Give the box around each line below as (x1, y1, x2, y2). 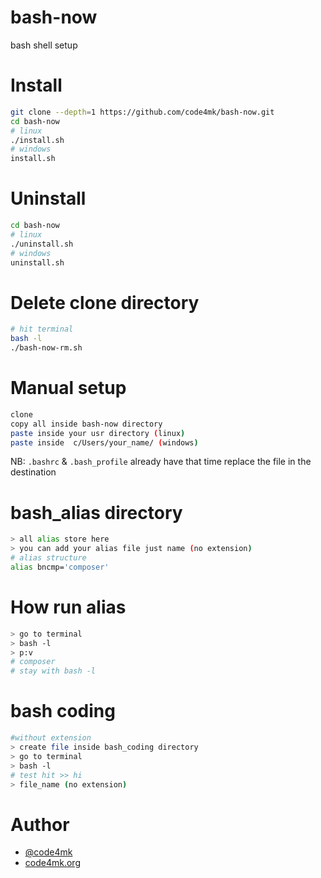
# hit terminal (10, 324, 74, 335)
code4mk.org (24, 857, 81, 869)
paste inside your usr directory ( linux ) (10, 428, 186, 438)
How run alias (10, 596, 127, 619)
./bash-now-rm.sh (10, 343, 83, 353)
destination (10, 466, 57, 478)
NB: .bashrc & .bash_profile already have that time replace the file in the (10, 456, 312, 468)
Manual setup (10, 377, 127, 400)
